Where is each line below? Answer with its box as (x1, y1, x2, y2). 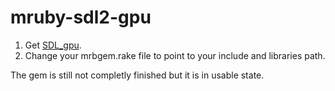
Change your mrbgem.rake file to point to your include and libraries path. (24, 49, 326, 61)
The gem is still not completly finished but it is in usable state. (10, 69, 265, 81)
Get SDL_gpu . (24, 39, 82, 51)
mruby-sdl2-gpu (10, 6, 152, 29)
